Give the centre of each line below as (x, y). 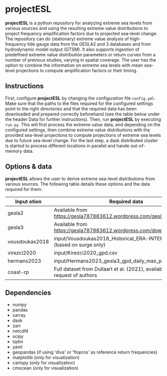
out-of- (138, 146)
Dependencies (28, 293)
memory (14, 151)
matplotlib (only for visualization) (46, 358)
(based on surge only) (80, 245)
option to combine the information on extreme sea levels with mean (74, 65)
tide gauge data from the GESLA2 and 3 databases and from (89, 44)
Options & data (29, 167)
